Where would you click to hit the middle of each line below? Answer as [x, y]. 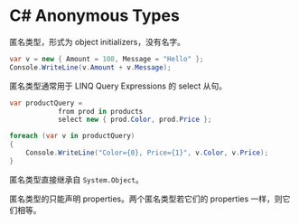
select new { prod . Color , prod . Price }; [135, 120]
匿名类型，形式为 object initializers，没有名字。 [97, 42]
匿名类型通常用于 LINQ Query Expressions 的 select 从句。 [118, 86]
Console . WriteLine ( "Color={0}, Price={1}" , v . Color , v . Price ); [147, 153]
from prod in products [100, 111]
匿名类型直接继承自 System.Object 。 [77, 179]
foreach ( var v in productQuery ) [72, 136]
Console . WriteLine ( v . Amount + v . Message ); [90, 67]
